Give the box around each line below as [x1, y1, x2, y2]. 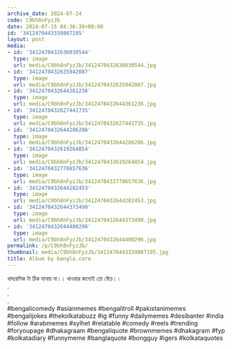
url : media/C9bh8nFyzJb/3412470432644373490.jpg [13, 216, 157, 223]
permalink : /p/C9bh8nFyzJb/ [7, 242, 89, 250]
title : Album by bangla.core [7, 255, 91, 262]
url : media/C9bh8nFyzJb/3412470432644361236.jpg [13, 101, 157, 108]
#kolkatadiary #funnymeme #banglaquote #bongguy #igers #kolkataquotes [7, 334, 224, 342]
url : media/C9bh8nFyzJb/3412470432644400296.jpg [13, 236, 157, 243]
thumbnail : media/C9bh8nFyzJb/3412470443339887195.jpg [7, 249, 169, 256]
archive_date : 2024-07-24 [7, 10, 82, 17]
